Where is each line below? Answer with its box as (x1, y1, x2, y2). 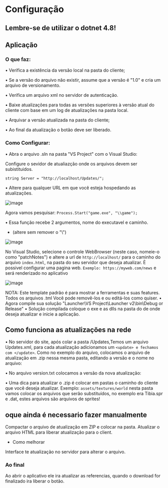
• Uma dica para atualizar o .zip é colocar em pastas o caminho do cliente (5, 380, 158, 386)
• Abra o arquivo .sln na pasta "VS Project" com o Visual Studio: (5, 151, 138, 157)
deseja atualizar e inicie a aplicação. (5, 311, 80, 317)
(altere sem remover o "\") (12, 229, 67, 235)
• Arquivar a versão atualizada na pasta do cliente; (5, 117, 110, 123)
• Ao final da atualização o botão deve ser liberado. (5, 127, 112, 133)
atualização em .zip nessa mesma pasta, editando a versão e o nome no (5, 355, 154, 361)
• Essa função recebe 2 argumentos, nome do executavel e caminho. (5, 219, 148, 225)
